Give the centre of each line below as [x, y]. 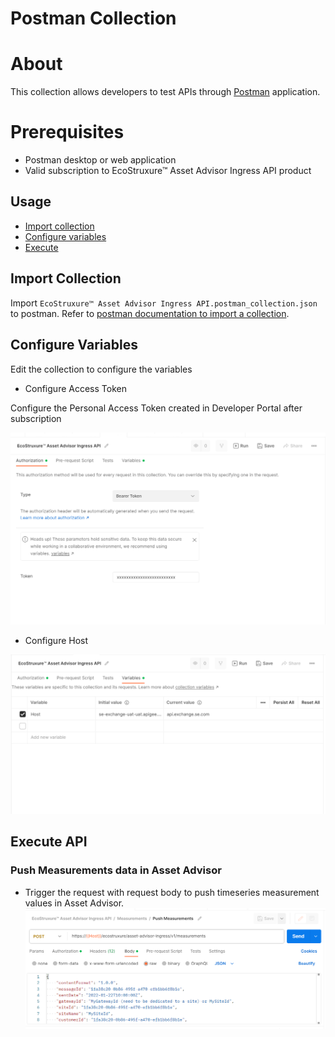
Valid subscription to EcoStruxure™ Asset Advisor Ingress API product [168, 171]
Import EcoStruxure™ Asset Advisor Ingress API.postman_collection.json [164, 303]
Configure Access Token [75, 388]
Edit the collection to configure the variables [101, 369]
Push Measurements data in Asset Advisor [116, 870]
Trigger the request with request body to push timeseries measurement [172, 892]
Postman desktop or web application [100, 160]
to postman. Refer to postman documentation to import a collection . [150, 313]
